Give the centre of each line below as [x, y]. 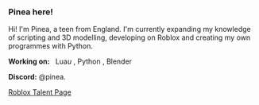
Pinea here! [31, 12]
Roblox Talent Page [40, 92]
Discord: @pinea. [37, 77]
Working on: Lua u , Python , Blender [70, 61]
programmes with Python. [50, 46]
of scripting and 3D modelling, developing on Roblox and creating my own [129, 37]
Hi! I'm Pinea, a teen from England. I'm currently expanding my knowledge [130, 29]
